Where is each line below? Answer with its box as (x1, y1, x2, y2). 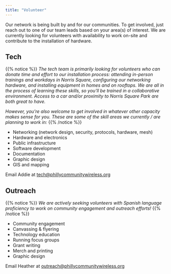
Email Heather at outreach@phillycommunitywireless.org (5, 263, 125, 269)
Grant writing (12, 242, 41, 248)
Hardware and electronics (12, 135, 67, 141)
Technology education (12, 232, 60, 238)
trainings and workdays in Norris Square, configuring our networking (5, 77, 151, 83)
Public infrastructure (12, 140, 56, 146)
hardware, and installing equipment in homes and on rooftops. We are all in (5, 82, 164, 88)
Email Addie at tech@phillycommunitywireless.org (5, 171, 111, 178)
